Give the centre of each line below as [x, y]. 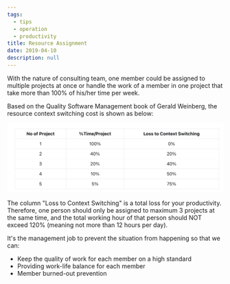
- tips [23, 22]
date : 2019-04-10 [32, 51]
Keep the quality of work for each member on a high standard [104, 259]
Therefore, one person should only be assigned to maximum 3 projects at [111, 210]
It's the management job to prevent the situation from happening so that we [114, 238]
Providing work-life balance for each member [81, 266]
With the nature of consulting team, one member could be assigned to [106, 78]
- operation [31, 29]
